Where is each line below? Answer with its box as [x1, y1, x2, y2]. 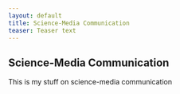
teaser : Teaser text [8, 26, 77, 34]
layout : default [8, 11, 62, 20]
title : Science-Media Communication [8, 19, 130, 27]
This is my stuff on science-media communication [8, 77, 173, 87]
